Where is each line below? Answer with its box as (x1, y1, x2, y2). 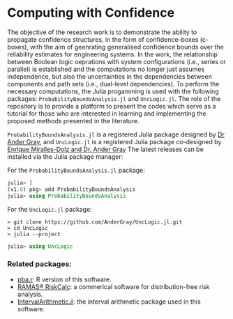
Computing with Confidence (7, 5, 175, 21)
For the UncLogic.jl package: (7, 205, 92, 213)
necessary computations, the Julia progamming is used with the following (7, 87, 219, 95)
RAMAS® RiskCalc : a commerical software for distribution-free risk (17, 282, 211, 290)
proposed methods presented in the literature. (7, 116, 140, 125)
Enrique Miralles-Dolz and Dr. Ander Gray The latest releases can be (7, 145, 204, 153)
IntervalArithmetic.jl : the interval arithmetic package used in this (17, 297, 201, 306)
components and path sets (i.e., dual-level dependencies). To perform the (7, 79, 220, 88)
